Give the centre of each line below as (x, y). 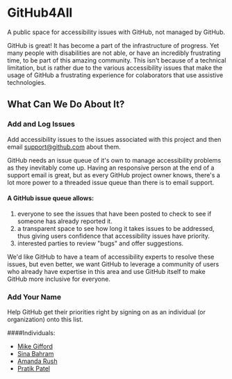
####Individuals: (31, 333)
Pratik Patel (34, 369)
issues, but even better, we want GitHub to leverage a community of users (113, 264)
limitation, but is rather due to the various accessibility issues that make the (115, 67)
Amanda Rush (37, 361)
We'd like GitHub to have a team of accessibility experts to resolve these (111, 257)
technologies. (27, 82)
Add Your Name (34, 297)
